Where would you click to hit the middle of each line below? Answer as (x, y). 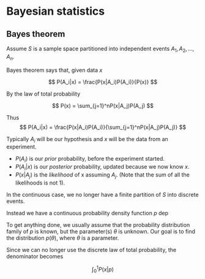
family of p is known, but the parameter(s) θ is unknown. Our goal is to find (101, 231)
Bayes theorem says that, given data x (54, 70)
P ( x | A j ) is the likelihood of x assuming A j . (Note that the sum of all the (102, 175)
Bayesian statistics (56, 11)
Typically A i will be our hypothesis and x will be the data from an (87, 139)
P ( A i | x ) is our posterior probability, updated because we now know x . (102, 167)
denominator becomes (35, 256)
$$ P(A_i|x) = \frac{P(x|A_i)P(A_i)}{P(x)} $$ (103, 82)
